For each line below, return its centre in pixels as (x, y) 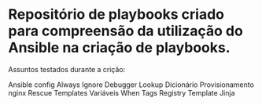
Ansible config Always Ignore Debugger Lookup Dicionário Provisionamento (131, 85)
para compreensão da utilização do (126, 31)
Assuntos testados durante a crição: (67, 69)
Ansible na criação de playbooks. (119, 48)
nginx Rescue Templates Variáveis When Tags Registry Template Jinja (122, 92)
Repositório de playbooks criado (116, 14)
